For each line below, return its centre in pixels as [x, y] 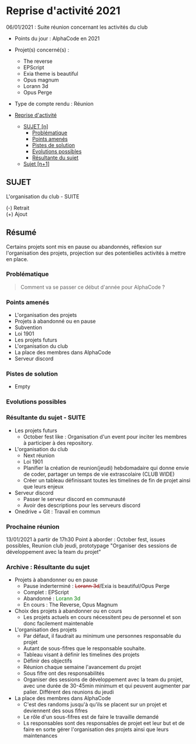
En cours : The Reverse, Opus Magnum [71, 605]
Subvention [28, 327]
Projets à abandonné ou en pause [55, 322]
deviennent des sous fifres [55, 711]
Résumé [21, 233]
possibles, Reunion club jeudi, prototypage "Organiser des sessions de [92, 545]
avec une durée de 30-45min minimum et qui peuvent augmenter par [107, 686]
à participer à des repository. [58, 443]
